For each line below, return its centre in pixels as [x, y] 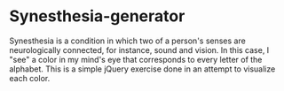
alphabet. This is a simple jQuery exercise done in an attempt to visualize [142, 69]
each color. [30, 78]
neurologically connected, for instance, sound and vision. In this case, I [139, 49]
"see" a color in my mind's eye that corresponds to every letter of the [136, 59]
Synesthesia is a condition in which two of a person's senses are [127, 41]
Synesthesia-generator [97, 16]
